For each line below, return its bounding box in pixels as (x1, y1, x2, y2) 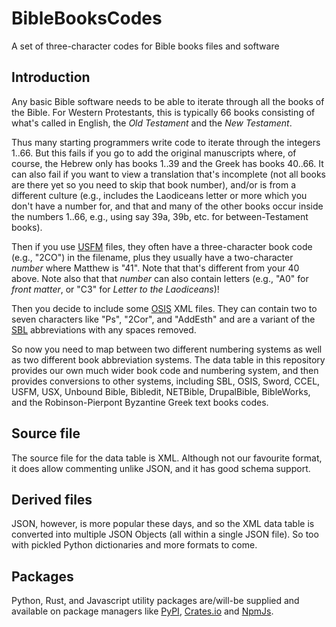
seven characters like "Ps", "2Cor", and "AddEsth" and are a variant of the (11, 313, 316, 325)
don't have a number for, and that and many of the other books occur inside (11, 200, 324, 212)
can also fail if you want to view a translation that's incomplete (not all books (11, 168, 326, 180)
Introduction (11, 69, 91, 86)
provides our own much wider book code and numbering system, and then (11, 364, 319, 376)
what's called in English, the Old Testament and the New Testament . (11, 117, 293, 129)
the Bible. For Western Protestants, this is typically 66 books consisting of (11, 106, 316, 118)
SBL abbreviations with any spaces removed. (11, 323, 197, 336)
